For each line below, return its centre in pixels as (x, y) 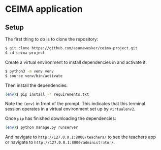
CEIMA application (44, 9)
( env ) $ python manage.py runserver (42, 128)
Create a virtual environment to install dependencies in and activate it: (76, 62)
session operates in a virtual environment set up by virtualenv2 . (70, 109)
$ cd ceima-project (25, 53)
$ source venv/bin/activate (34, 76)
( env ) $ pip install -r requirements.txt (47, 94)
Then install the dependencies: (36, 85)
